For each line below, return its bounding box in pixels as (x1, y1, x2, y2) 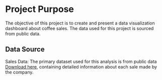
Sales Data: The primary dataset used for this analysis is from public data (5, 58, 157, 64)
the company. (5, 69, 34, 75)
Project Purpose (5, 3, 74, 15)
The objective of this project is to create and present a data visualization (5, 20, 155, 26)
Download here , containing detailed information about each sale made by (5, 63, 157, 69)
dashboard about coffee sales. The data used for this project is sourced (5, 25, 154, 31)
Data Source (5, 45, 45, 53)
